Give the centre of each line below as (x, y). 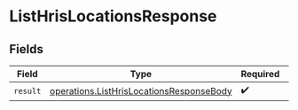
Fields (27, 49)
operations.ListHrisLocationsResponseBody (141, 90)
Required (260, 74)
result (27, 91)
